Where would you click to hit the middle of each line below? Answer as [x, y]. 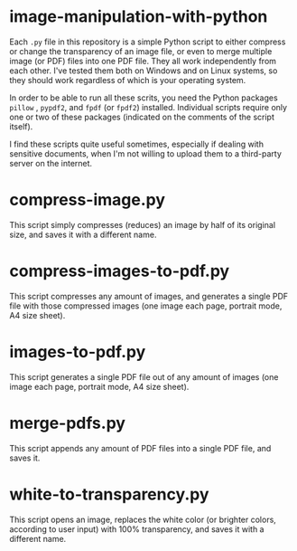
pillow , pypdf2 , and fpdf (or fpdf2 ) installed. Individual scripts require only [148, 107]
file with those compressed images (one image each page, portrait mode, [146, 306]
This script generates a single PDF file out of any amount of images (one [144, 376]
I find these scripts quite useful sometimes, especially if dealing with [137, 144]
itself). [21, 126]
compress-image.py [87, 200]
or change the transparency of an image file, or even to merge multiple [141, 51]
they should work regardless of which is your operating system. [128, 80]
